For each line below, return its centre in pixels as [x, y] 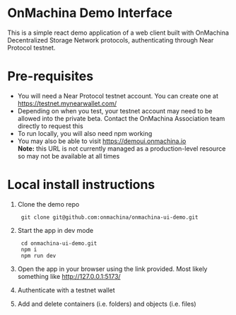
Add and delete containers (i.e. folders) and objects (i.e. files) [107, 304]
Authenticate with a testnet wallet [66, 290]
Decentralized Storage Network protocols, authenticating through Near [111, 40]
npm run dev [39, 256]
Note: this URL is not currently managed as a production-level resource [122, 148]
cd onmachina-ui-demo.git [59, 243]
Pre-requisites [51, 76]
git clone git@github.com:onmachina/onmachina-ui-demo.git [110, 217]
